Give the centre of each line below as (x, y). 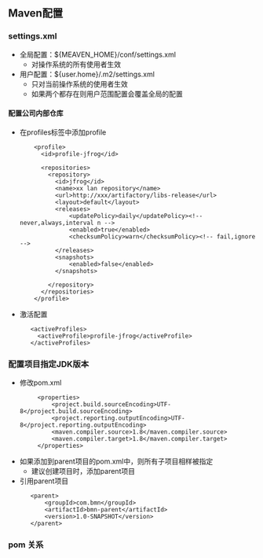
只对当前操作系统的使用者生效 (79, 83)
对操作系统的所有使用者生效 (76, 64)
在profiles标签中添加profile (63, 132)
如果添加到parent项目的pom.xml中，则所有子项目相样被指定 (116, 461)
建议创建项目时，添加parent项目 (83, 471)
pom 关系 (26, 545)
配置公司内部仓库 (36, 113)
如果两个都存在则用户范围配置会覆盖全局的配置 (107, 94)
